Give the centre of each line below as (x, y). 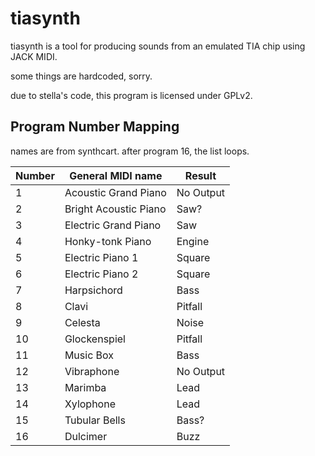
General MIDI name (116, 175)
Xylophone (90, 404)
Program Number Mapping (95, 127)
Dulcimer (86, 436)
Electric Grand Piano (113, 225)
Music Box (89, 355)
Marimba (85, 387)
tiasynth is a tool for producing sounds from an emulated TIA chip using (158, 46)
